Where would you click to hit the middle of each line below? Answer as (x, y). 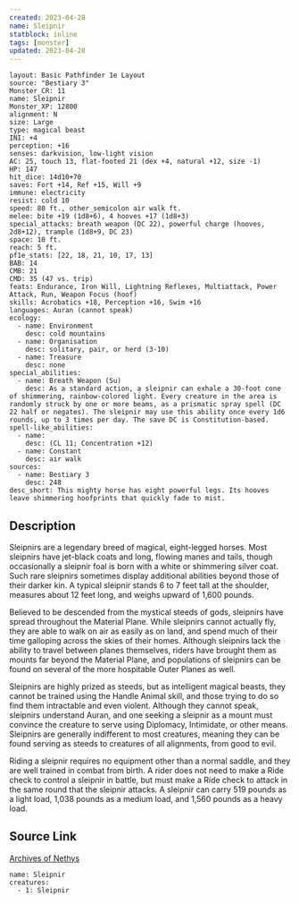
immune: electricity (48, 193)
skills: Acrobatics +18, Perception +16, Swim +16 (105, 303)
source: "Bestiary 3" (50, 83)
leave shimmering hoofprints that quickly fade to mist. (117, 499)
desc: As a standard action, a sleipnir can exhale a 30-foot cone (153, 389)
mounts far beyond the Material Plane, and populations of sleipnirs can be (145, 660)
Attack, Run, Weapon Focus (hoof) (74, 295)
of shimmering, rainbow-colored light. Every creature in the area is (143, 397)
